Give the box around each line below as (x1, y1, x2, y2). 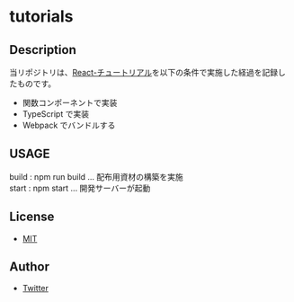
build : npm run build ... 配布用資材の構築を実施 (9, 171, 184, 182)
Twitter (22, 283, 49, 294)
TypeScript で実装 (22, 109, 90, 119)
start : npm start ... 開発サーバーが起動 (9, 182, 151, 193)
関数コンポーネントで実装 (22, 97, 118, 108)
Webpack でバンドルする (22, 120, 116, 130)
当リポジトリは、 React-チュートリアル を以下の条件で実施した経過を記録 (9, 67, 279, 77)
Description (9, 42, 76, 58)
